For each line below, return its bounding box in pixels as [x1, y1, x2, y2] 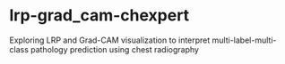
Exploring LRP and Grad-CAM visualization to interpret [9, 35, 211, 45]
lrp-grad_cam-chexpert [9, 5, 190, 26]
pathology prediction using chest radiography [30, 44, 200, 54]
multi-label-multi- [212, 35, 277, 45]
